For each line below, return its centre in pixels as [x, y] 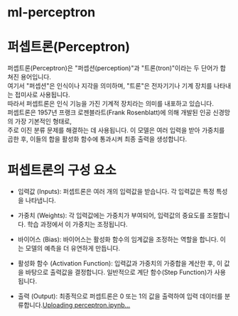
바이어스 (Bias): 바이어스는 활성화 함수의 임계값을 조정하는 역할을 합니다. [118, 239]
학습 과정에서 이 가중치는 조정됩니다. [77, 224]
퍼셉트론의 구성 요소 [62, 170]
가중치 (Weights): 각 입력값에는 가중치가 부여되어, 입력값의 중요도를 [111, 216]
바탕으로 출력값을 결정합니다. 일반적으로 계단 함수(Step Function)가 [119, 272]
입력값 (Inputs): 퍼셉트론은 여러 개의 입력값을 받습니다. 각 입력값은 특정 [116, 192]
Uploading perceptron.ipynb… [86, 305]
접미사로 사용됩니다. [42, 95]
